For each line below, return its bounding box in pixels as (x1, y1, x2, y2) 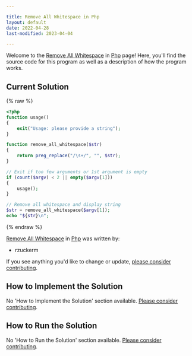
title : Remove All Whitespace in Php (6, 14, 100, 20)
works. (6, 65, 23, 72)
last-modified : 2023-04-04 (6, 30, 73, 36)
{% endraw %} (6, 223, 43, 230)
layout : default (6, 19, 46, 26)
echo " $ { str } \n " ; (6, 213, 49, 219)
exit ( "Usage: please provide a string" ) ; (17, 125, 121, 131)
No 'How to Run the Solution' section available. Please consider (6, 336, 162, 344)
